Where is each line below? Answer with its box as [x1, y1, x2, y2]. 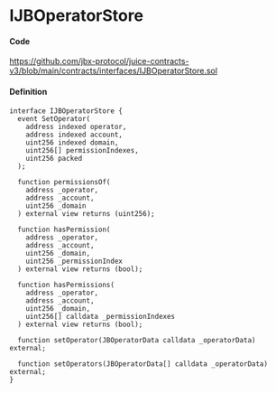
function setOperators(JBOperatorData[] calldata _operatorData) [17, 359, 269, 369]
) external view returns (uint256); [17, 209, 155, 218]
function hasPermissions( [17, 280, 115, 289]
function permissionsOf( [17, 177, 111, 186]
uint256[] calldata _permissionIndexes [25, 312, 176, 321]
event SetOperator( [17, 114, 91, 123]
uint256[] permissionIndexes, [25, 145, 140, 154]
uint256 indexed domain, [25, 137, 119, 147]
